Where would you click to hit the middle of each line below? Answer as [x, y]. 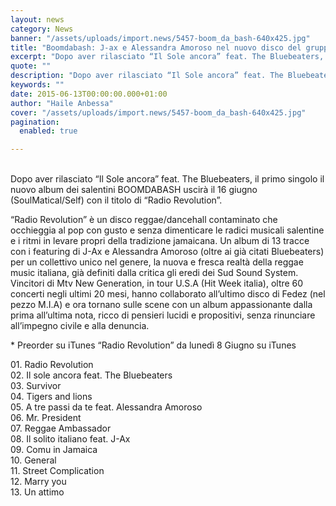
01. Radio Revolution [52, 365]
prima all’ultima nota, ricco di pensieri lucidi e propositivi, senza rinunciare [163, 315]
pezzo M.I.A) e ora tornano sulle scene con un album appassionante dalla [161, 305]
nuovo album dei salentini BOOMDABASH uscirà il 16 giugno [134, 190]
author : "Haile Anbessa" [62, 103]
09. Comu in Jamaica [54, 450]
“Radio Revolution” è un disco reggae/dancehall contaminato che [144, 220]
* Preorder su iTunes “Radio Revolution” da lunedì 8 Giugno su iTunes [153, 345]
